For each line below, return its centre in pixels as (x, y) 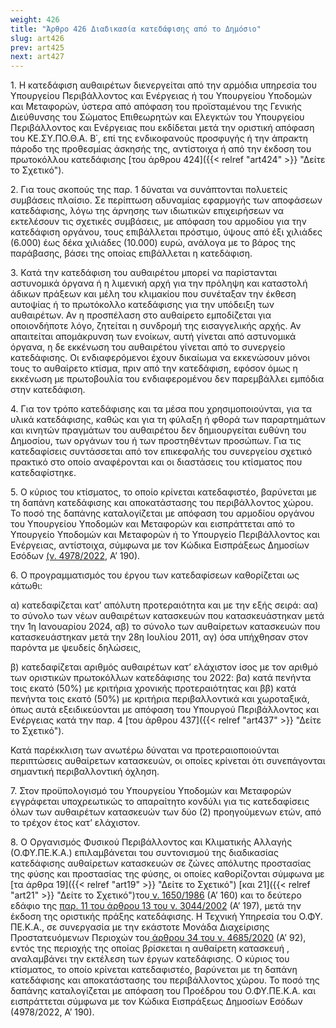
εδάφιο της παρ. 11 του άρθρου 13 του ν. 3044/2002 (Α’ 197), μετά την (156, 906)
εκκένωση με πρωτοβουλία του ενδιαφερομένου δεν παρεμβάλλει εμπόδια (167, 379)
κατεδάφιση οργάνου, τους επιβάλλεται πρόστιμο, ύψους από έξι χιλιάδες (166, 232)
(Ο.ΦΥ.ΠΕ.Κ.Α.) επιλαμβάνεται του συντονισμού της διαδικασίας (145, 853)
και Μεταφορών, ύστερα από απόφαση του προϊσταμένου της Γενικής (156, 107)
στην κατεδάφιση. (48, 390)
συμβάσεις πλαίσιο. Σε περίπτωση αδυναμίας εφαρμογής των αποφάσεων (166, 200)
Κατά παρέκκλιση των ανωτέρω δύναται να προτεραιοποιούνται (145, 750)
